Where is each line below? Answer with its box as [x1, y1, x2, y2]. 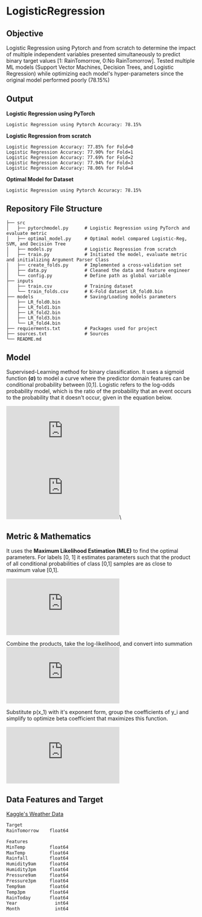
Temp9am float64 [6, 883, 69, 889]
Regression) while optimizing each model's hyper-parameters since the [6, 70, 184, 77]
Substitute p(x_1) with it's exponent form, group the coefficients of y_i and [6, 709, 189, 716]
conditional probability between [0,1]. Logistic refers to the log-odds [6, 381, 175, 388]
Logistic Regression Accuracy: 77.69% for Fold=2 [6, 154, 134, 161]
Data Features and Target [6, 794, 104, 805]
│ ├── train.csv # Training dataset [6, 283, 134, 289]
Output [6, 94, 33, 104]
